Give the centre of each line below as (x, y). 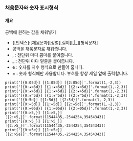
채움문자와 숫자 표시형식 (32, 7)
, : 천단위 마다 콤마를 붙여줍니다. (43, 55)
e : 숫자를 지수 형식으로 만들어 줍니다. (48, 67)
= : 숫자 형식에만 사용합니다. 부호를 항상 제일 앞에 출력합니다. (70, 73)
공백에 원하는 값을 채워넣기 (31, 32)
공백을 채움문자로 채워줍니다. (40, 49)
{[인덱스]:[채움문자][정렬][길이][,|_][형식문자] (55, 43)
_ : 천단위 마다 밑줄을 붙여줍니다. (43, 61)
